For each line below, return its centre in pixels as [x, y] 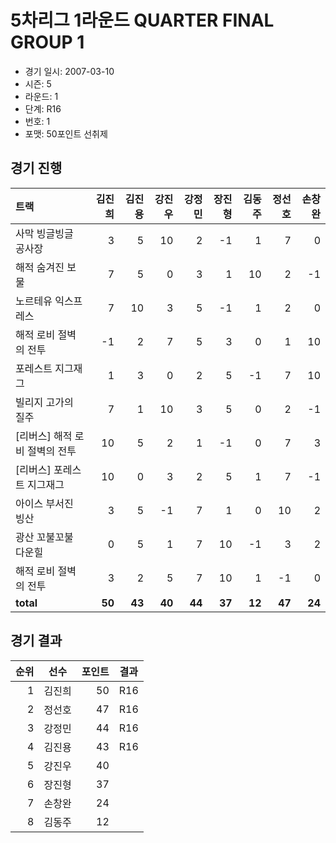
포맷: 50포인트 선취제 [66, 133]
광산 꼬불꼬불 [44, 537]
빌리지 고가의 [44, 402]
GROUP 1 [47, 42]
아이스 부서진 [44, 503]
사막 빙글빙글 [44, 233]
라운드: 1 [41, 96]
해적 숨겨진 [40, 267]
